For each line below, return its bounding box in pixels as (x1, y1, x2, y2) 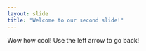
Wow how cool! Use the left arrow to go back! (7, 36, 140, 44)
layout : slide (7, 10, 49, 17)
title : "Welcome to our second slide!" (7, 17, 124, 24)
